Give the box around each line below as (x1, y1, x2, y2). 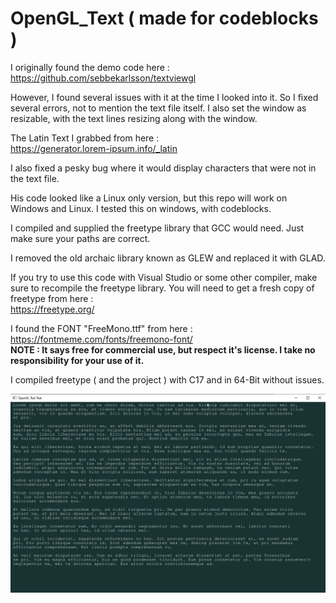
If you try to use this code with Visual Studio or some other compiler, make (10, 271, 318, 283)
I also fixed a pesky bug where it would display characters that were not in (10, 162, 317, 174)
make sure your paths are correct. (10, 232, 151, 244)
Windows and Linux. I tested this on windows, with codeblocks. (10, 202, 272, 214)
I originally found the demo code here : (10, 61, 170, 73)
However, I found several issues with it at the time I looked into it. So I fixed (10, 91, 319, 103)
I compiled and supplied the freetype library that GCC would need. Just (10, 222, 305, 234)
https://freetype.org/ (10, 303, 95, 315)
